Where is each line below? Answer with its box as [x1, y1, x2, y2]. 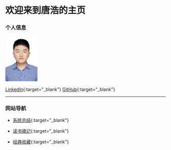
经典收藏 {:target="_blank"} [12, 138, 69, 145]
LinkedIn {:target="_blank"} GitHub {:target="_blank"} [5, 86, 116, 92]
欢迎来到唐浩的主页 [5, 5, 86, 16]
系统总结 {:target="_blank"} [12, 117, 69, 123]
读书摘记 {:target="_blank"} [12, 128, 69, 134]
